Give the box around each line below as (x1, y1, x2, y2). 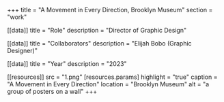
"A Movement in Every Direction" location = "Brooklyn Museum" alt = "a (7, 80, 210, 88)
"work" (7, 13, 27, 21)
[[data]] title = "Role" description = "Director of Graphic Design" (7, 27, 187, 34)
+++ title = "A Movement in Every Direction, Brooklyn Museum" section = (7, 6, 213, 14)
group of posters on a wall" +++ (7, 88, 98, 95)
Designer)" (7, 47, 38, 54)
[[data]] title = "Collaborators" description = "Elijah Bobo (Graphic (7, 39, 193, 47)
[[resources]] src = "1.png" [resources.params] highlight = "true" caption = (7, 73, 218, 81)
